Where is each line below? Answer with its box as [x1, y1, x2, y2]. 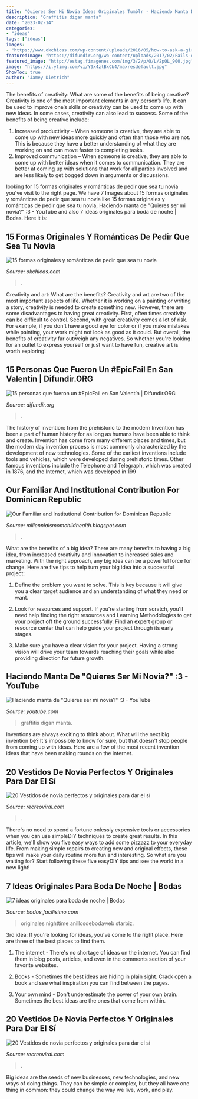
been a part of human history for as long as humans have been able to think [6, 430, 190, 437]
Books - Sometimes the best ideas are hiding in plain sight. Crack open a [14, 973, 192, 980]
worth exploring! [6, 347, 46, 354]
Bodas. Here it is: [6, 214, 48, 222]
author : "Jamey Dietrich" [6, 75, 70, 80]
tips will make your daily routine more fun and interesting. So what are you [6, 852, 187, 859]
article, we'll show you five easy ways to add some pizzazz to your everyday [6, 839, 192, 846]
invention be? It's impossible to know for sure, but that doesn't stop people [6, 737, 188, 745]
